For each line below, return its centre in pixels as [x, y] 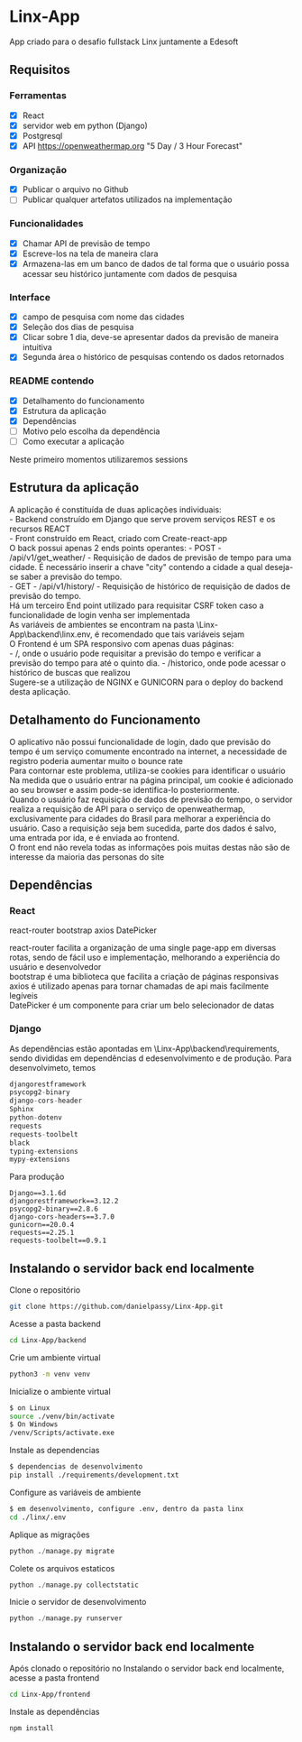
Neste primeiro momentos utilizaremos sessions [99, 459]
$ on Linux [30, 1408]
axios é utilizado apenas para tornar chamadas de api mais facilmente [139, 986]
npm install [32, 1728]
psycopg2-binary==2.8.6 [54, 1209]
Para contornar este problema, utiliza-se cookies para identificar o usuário [147, 770]
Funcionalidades [46, 224]
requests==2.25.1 [42, 1233]
